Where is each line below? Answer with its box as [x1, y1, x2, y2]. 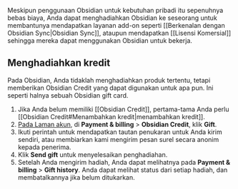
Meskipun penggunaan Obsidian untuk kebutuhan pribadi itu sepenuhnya [7, 6, 224, 14]
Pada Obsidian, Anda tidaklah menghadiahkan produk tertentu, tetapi [7, 76, 211, 84]
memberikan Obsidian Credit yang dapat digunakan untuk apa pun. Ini [7, 83, 214, 92]
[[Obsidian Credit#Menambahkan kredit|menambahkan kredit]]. [17, 112, 205, 121]
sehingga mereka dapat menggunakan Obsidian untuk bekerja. [7, 36, 193, 45]
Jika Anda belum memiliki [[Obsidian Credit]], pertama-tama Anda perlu [17, 105, 229, 113]
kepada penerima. [17, 143, 71, 151]
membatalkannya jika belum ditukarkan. [17, 173, 136, 181]
